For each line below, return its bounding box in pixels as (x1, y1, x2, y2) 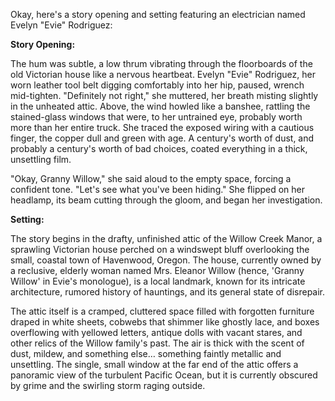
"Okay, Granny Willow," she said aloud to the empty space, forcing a (10, 173, 292, 184)
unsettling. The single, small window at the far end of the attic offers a (10, 359, 299, 370)
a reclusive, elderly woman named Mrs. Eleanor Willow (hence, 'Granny (10, 265, 305, 276)
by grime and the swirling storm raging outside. (10, 380, 206, 391)
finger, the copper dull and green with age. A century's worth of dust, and (10, 132, 315, 144)
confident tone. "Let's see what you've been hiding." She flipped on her (10, 184, 306, 195)
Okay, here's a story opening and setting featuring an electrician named (10, 9, 306, 20)
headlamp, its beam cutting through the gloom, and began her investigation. (10, 194, 323, 206)
